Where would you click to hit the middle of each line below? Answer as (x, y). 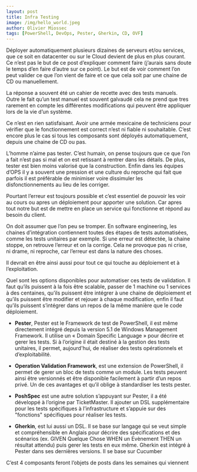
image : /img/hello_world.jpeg (43, 22)
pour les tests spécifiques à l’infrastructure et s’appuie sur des (90, 409)
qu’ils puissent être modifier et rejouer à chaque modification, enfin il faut (95, 299)
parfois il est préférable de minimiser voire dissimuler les (74, 179)
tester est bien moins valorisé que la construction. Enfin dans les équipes (95, 166)
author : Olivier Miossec (36, 28)
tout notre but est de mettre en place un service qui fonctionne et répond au (98, 209)
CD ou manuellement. (32, 82)
